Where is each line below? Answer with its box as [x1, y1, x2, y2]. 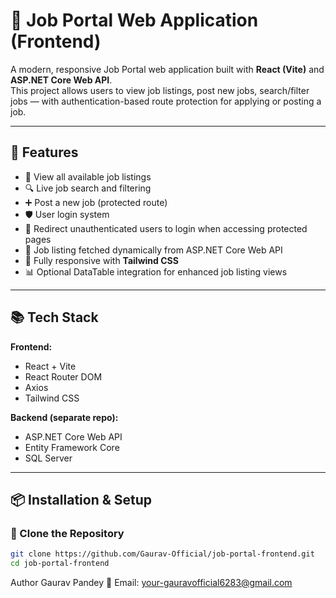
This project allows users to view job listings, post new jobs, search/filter [10, 84, 310, 96]
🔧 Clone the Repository [10, 526, 125, 540]
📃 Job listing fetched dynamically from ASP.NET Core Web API [24, 244, 283, 256]
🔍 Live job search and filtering [24, 182, 152, 194]
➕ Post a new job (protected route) [24, 196, 168, 208]
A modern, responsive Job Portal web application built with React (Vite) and [10, 63, 325, 75]
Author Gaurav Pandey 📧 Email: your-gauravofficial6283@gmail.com [10, 577, 293, 588]
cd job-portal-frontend [10, 559, 110, 569]
